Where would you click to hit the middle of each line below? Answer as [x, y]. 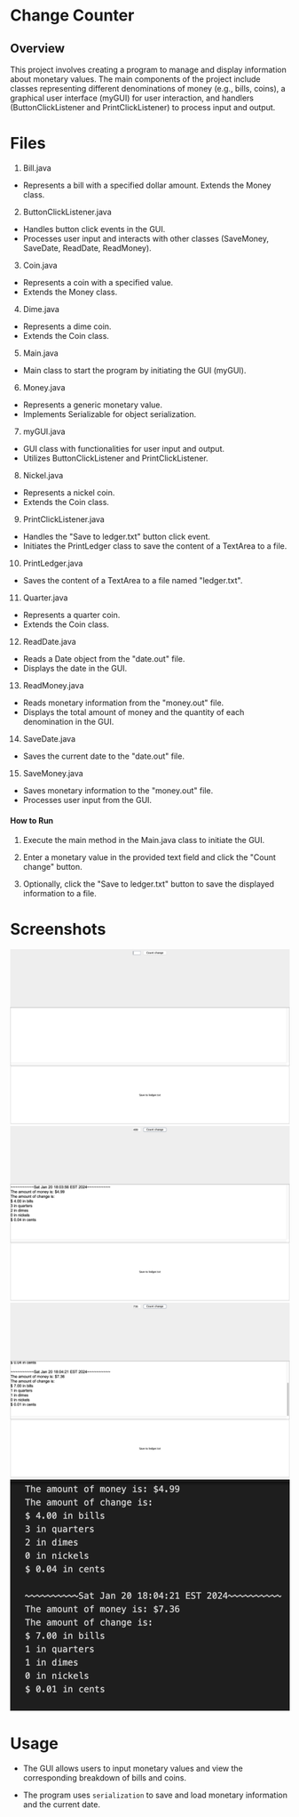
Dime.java [41, 309]
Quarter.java [45, 598]
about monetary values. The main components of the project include [135, 79]
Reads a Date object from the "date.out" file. [104, 658]
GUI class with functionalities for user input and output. [124, 448]
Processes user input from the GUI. [87, 800]
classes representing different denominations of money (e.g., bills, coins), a [148, 88]
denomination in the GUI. [68, 721]
